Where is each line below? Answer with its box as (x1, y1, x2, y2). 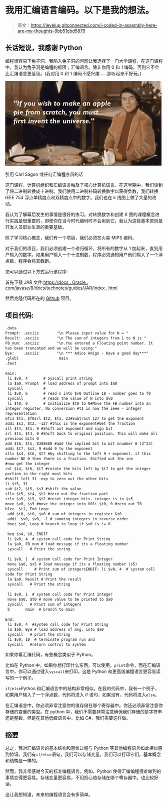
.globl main (5, 356, 68, 361)
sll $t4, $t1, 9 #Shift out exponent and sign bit (5, 426, 113, 431)
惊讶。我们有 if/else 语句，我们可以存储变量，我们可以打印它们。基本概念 (9, 751, 161, 757)
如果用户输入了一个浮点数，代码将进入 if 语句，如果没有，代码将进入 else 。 (5, 692, 160, 698)
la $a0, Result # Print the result (7, 577, 81, 582)
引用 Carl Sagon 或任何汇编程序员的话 (5, 171, 83, 177)
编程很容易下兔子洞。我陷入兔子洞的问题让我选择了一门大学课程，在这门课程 (5, 58, 163, 64)
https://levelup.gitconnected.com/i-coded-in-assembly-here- (30, 22, 157, 28)
